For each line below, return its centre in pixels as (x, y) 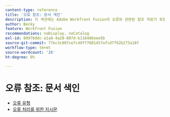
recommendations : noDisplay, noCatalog (47, 33)
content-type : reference (31, 10)
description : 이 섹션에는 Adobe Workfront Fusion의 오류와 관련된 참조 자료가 (81, 19)
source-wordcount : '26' (30, 52)
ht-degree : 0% (20, 57)
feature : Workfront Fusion (34, 29)
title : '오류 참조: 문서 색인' (34, 15)
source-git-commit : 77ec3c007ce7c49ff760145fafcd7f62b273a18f (72, 43)
